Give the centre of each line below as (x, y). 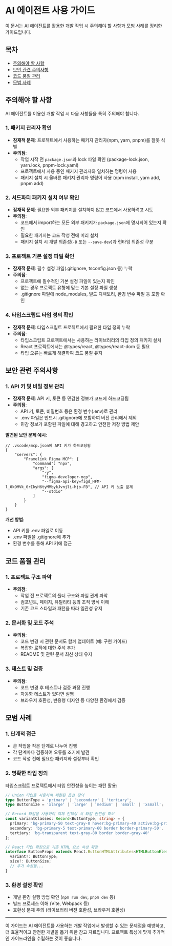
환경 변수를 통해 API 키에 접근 (42, 544)
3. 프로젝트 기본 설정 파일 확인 (40, 256)
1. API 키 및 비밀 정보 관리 (35, 387)
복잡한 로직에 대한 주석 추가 (48, 648)
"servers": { (28, 455)
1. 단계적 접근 (21, 734)
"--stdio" (52, 492)
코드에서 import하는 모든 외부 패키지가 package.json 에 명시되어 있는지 (91, 223)
